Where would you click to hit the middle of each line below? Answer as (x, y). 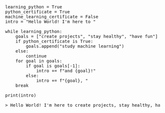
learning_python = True (34, 7)
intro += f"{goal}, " (62, 81)
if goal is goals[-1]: (53, 66)
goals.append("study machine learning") (75, 46)
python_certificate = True (38, 12)
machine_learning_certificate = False (52, 17)
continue (36, 56)
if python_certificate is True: (54, 41)
